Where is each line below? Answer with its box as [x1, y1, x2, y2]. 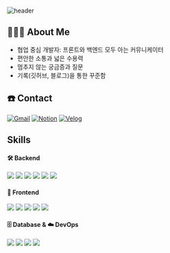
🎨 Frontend [7, 188, 39, 196]
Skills [7, 134, 31, 146]
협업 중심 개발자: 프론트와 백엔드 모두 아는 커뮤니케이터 [16, 45, 164, 54]
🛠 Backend [7, 153, 40, 162]
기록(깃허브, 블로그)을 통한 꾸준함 [16, 71, 106, 79]
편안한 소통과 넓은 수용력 [16, 54, 84, 62]
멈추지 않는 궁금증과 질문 [16, 63, 84, 71]
